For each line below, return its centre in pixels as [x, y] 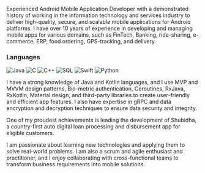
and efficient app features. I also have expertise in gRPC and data [89, 102]
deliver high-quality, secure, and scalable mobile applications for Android [99, 22]
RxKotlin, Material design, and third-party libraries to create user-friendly [98, 95]
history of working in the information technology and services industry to [99, 15]
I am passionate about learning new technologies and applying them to [96, 145]
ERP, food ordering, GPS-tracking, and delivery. [96, 41]
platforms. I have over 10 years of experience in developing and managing [99, 28]
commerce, [21, 41]
